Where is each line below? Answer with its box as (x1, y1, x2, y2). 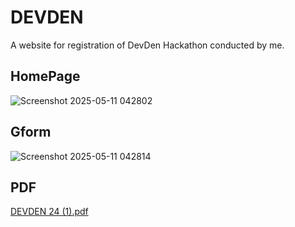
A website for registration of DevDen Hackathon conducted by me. (10, 39, 285, 51)
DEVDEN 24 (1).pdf (10, 206, 89, 218)
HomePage (10, 68, 81, 85)
